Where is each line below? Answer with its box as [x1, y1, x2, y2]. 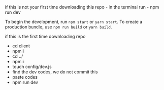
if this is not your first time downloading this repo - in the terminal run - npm [5, 4, 159, 10]
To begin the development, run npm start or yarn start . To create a [5, 19, 143, 24]
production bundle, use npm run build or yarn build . [5, 24, 112, 30]
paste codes [12, 74, 38, 80]
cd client [12, 43, 31, 48]
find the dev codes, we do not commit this [12, 69, 98, 75]
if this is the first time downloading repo [5, 34, 86, 39]
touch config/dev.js [12, 64, 52, 69]
